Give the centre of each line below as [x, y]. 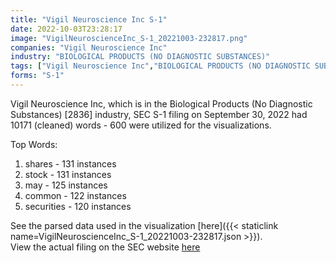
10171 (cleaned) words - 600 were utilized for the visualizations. [141, 125]
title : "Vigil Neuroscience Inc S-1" [89, 19]
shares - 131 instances [70, 163]
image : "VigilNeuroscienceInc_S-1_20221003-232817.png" [129, 38]
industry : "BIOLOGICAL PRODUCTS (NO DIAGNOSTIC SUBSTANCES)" [140, 57]
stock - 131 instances [68, 174]
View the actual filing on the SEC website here [105, 247]
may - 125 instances [66, 185]
